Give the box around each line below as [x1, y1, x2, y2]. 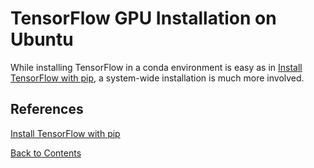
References [10, 101, 84, 118]
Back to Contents [10, 147, 82, 159]
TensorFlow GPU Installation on [10, 7, 277, 30]
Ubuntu [10, 28, 74, 51]
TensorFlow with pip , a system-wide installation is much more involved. [10, 72, 305, 84]
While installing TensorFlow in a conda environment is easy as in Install [10, 61, 303, 73]
